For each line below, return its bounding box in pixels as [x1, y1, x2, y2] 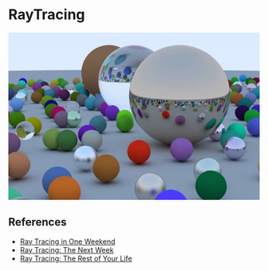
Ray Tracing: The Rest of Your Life [19, 253, 133, 263]
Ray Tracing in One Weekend [19, 237, 116, 246]
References [8, 215, 67, 229]
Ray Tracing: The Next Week [19, 245, 114, 254]
